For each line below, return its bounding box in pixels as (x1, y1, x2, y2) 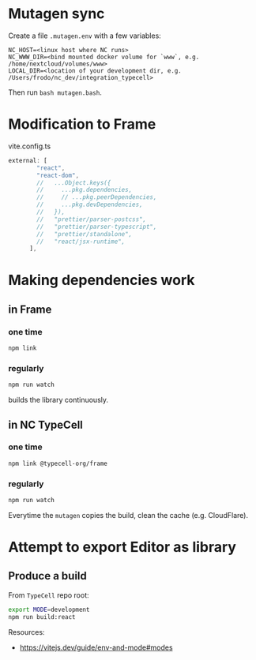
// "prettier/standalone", (36, 230, 133, 238)
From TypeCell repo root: (8, 590, 89, 600)
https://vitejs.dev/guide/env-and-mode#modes (19, 643, 173, 652)
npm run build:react (8, 613, 77, 621)
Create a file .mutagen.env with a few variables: (8, 31, 162, 40)
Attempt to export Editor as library (8, 538, 237, 557)
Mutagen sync (8, 5, 105, 23)
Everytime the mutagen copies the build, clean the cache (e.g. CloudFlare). (8, 510, 249, 519)
